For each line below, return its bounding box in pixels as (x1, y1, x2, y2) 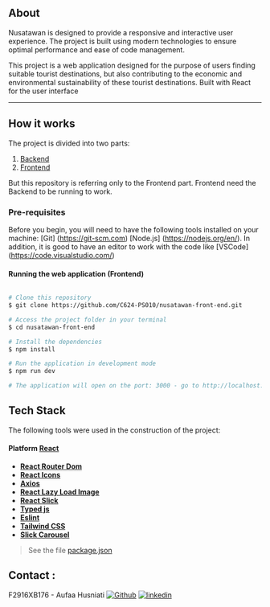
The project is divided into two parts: (8, 138, 130, 148)
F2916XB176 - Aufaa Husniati (8, 590, 105, 600)
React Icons (19, 470, 61, 480)
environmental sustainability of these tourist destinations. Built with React (8, 77, 252, 87)
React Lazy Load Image (19, 487, 100, 497)
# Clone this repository (8, 293, 92, 302)
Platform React (8, 444, 59, 453)
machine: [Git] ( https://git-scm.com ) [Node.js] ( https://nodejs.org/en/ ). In (8, 233, 251, 243)
